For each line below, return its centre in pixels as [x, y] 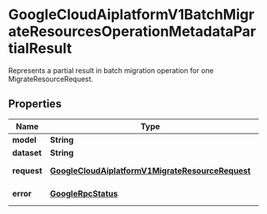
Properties [35, 104]
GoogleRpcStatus [84, 193]
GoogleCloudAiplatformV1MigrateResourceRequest [151, 170]
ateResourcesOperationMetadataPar [132, 31]
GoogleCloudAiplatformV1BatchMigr [132, 15]
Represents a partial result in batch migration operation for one [111, 70]
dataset [27, 153]
